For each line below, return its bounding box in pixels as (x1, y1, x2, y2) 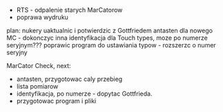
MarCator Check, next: (6, 62, 71, 69)
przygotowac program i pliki (16, 97, 97, 105)
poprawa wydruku (16, 13, 68, 21)
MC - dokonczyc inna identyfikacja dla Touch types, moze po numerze (6, 34, 208, 42)
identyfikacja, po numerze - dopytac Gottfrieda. (16, 89, 153, 98)
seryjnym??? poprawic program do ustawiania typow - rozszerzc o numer (6, 41, 217, 49)
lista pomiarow (16, 82, 59, 90)
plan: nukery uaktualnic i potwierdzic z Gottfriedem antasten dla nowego (6, 27, 213, 34)
